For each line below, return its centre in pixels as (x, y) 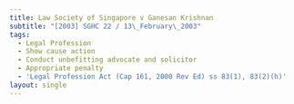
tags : (20, 34)
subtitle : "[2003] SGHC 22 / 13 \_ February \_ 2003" (106, 26)
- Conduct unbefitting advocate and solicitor (107, 60)
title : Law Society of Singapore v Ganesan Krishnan (112, 18)
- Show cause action (56, 52)
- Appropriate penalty (61, 69)
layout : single (38, 85)
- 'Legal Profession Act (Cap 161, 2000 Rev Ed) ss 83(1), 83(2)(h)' (152, 77)
